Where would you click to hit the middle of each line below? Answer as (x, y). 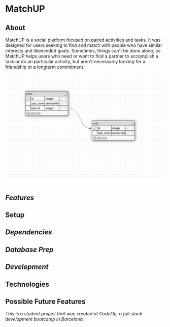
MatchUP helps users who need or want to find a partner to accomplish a (82, 56)
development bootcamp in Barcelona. (45, 319)
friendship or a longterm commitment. (45, 67)
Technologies (27, 284)
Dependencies (29, 232)
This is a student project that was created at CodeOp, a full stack (74, 314)
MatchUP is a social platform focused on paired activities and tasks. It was (83, 40)
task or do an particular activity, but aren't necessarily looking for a (75, 61)
